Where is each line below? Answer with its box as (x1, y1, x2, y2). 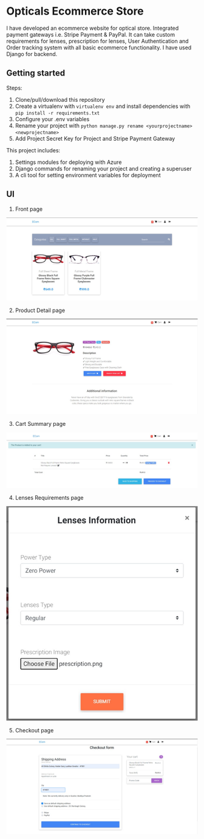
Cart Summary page (15, 420, 66, 427)
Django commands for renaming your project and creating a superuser (15, 165, 192, 172)
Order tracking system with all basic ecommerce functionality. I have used (6, 44, 192, 51)
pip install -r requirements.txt (15, 110, 100, 116)
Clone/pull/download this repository (15, 96, 105, 103)
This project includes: (6, 146, 61, 154)
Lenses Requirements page (15, 494, 84, 501)
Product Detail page (15, 306, 66, 314)
